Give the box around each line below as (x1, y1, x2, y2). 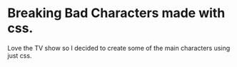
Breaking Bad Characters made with (7, 5, 226, 21)
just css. (7, 51, 32, 60)
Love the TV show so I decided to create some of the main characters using (7, 43, 231, 52)
